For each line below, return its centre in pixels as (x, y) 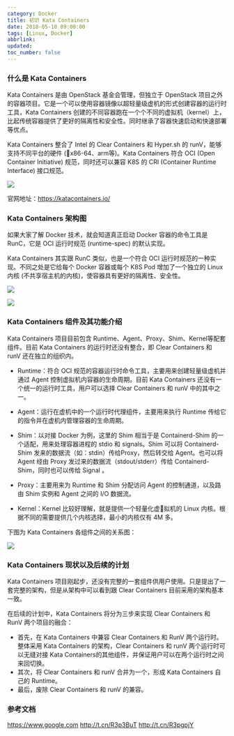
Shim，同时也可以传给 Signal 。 (63, 470)
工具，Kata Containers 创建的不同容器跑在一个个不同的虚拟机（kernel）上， (116, 112)
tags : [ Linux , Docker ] (40, 33)
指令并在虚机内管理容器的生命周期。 (75, 420)
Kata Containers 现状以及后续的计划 (68, 564)
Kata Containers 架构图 (47, 218)
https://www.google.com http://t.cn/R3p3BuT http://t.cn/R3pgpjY (101, 725)
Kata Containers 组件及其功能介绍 (65, 322)
